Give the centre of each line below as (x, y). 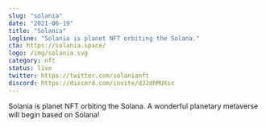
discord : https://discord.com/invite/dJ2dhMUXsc (91, 83)
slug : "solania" (35, 16)
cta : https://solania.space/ (57, 46)
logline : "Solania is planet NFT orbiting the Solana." (104, 38)
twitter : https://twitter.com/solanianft (79, 76)
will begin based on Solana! (54, 114)
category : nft (32, 61)
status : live (30, 68)
